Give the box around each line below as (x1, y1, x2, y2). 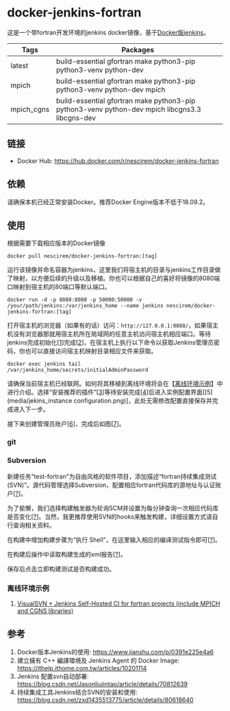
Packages (121, 45, 155, 54)
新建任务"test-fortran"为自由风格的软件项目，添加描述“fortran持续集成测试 (7, 472, 217, 480)
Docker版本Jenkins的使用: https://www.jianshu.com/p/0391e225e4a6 (16, 647, 214, 656)
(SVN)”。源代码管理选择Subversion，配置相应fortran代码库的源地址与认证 (7, 481, 216, 489)
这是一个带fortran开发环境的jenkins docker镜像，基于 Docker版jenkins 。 (7, 28, 210, 36)
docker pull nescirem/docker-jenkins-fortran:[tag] (7, 253, 157, 260)
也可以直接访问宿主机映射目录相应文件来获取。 (25, 347, 157, 355)
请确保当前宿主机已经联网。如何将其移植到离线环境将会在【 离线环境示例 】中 (7, 379, 223, 388)
